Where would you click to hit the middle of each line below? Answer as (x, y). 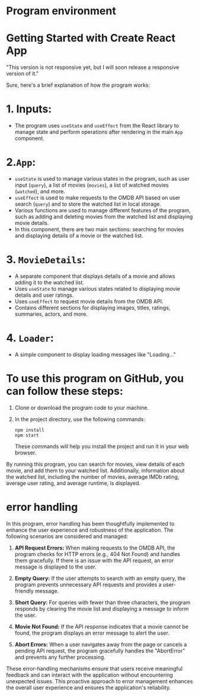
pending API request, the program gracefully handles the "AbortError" (100, 651)
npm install (29, 430)
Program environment (61, 11)
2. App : (21, 162)
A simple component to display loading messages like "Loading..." (95, 354)
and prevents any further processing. (60, 657)
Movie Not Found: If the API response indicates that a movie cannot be (101, 626)
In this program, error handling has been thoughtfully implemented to (90, 523)
